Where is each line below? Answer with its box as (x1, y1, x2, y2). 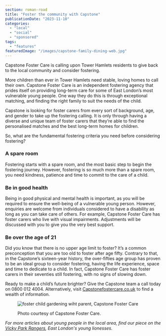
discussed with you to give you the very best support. (5, 222, 115, 227)
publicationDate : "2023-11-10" (5, 16, 70, 21)
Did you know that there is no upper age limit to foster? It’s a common (5, 245, 147, 251)
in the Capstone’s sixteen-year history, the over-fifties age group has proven (5, 256, 161, 261)
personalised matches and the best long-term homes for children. (5, 123, 139, 129)
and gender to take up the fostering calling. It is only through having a (5, 112, 147, 118)
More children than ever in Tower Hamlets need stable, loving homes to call (5, 77, 159, 83)
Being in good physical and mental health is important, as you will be (5, 195, 145, 201)
